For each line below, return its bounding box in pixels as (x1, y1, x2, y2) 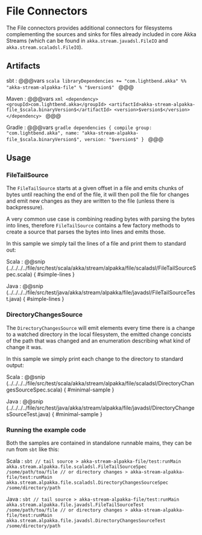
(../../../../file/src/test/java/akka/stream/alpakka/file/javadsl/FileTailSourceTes (6, 289, 195, 296)
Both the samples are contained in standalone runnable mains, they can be (6, 439, 192, 447)
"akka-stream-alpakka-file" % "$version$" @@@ (6, 83, 134, 90)
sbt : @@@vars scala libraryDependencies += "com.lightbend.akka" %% (6, 77, 187, 84)
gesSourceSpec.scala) (6, 386, 63, 393)
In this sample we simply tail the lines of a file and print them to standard (6, 240, 186, 247)
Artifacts (6, 61, 40, 71)
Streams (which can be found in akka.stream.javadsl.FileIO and (6, 37, 168, 44)
